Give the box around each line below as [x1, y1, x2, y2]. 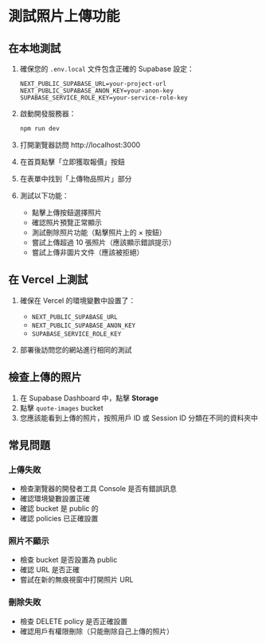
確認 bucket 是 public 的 [19, 504, 99, 513]
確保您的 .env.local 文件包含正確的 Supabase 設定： [19, 64, 195, 73]
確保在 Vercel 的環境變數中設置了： [19, 295, 136, 305]
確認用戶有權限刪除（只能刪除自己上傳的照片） [19, 626, 174, 636]
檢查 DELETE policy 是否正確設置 [19, 616, 128, 625]
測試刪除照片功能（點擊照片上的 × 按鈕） [31, 228, 166, 237]
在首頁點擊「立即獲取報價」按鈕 [19, 157, 125, 166]
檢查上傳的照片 [8, 371, 82, 384]
